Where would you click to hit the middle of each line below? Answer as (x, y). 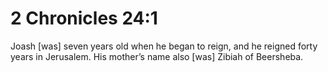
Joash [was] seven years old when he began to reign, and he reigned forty (164, 46)
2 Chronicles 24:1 (84, 18)
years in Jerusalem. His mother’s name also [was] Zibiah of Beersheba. (157, 56)
